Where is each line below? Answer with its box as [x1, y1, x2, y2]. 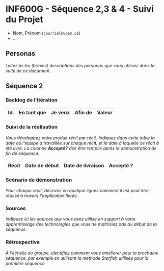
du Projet [5, 14, 44, 25]
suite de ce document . [5, 68, 51, 74]
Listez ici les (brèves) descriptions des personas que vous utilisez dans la [5, 62, 155, 68]
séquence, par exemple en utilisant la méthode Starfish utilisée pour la [5, 255, 149, 261]
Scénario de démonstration [5, 176, 72, 183]
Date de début [25, 162, 59, 169]
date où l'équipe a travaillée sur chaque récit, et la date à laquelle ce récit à [5, 140, 159, 146]
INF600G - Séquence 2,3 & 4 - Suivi [5, 3, 154, 15]
